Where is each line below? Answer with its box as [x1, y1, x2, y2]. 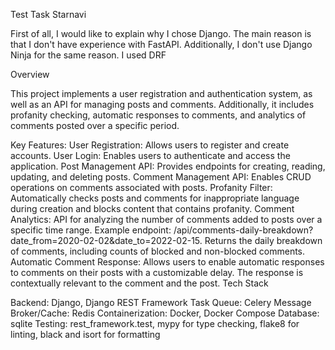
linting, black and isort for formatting [10, 329, 161, 340]
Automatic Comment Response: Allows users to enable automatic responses [10, 256, 325, 268]
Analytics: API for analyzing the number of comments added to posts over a [10, 214, 323, 225]
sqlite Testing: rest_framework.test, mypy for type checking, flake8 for [10, 318, 300, 329]
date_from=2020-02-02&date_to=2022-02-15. [10, 235, 203, 246]
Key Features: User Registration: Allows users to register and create [10, 139, 290, 151]
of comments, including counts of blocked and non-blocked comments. [10, 245, 306, 257]
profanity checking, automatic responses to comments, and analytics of [10, 109, 307, 121]
